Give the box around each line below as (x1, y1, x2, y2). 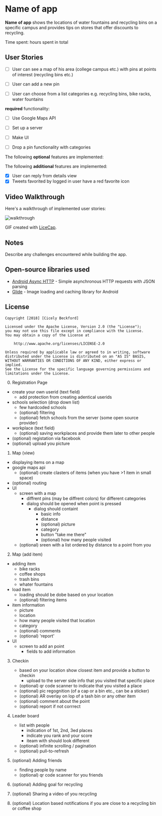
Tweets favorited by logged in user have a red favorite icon (12, 178, 130, 184)
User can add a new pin (12, 81, 59, 87)
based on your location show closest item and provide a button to (19, 667, 150, 673)
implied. (5, 362, 23, 367)
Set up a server (12, 125, 43, 131)
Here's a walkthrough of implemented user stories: (5, 205, 106, 212)
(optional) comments (19, 628, 61, 633)
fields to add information (26, 648, 76, 654)
